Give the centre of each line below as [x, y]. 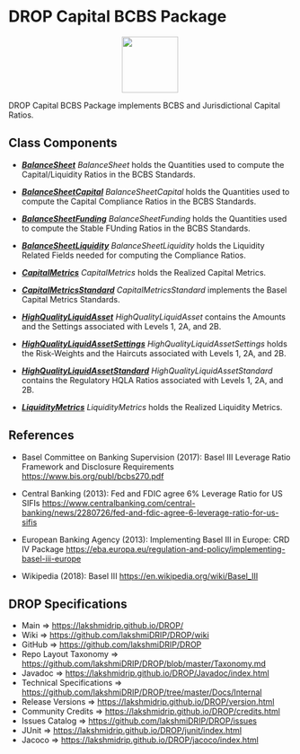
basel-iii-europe [51, 558]
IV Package [43, 548]
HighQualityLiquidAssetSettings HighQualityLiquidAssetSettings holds [154, 344]
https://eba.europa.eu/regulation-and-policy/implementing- [176, 548]
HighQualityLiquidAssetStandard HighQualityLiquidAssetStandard [147, 371]
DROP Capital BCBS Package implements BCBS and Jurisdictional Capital [144, 105]
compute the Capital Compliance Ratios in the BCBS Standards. [139, 201]
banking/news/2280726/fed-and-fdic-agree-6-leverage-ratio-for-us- [150, 513]
